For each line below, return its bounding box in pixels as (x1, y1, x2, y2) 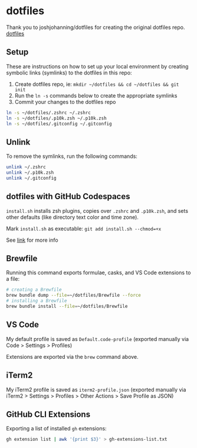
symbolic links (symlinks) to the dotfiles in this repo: (6, 69, 132, 76)
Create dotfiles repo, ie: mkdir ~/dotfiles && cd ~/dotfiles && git (14, 80, 179, 87)
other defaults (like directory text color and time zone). (6, 213, 139, 220)
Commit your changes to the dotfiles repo (14, 98, 116, 105)
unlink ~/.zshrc (6, 164, 46, 170)
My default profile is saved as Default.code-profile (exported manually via (6, 335, 189, 342)
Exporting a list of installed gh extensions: (6, 425, 107, 432)
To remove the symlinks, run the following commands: (6, 152, 137, 160)
